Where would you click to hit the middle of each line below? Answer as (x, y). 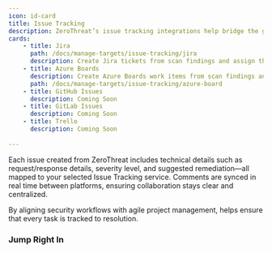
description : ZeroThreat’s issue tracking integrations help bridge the (134, 31)
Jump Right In (36, 239)
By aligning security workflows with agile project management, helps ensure (136, 210)
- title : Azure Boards (61, 69)
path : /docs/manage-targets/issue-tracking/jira (113, 54)
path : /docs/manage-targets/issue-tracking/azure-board (126, 84)
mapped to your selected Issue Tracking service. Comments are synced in (132, 177)
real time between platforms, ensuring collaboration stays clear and (121, 185)
